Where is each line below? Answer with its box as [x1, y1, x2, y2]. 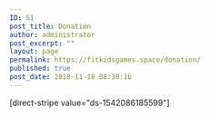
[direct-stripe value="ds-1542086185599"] [9, 97, 170, 108]
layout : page [9, 47, 59, 56]
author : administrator [9, 30, 95, 39]
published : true [9, 64, 71, 73]
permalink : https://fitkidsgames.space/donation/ [9, 55, 202, 64]
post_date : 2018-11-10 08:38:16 [9, 73, 132, 82]
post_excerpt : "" [9, 38, 75, 48]
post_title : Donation [9, 22, 92, 31]
